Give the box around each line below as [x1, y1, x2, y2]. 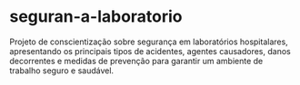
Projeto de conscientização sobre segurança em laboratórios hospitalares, [9, 36, 288, 47]
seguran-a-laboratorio [9, 6, 184, 27]
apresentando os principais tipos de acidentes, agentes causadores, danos [9, 45, 291, 56]
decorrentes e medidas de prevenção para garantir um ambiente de [9, 55, 264, 66]
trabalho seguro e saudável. [9, 65, 115, 76]
